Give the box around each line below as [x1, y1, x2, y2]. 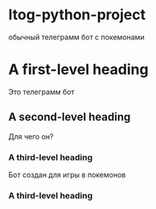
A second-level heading [8, 110, 131, 124]
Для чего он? [8, 131, 54, 141]
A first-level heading [8, 60, 149, 79]
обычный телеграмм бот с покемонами [8, 32, 145, 42]
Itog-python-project [8, 6, 146, 24]
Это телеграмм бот [8, 87, 75, 96]
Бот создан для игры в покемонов [8, 170, 126, 179]
